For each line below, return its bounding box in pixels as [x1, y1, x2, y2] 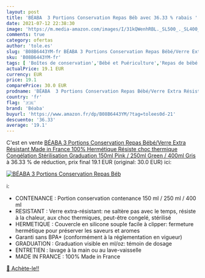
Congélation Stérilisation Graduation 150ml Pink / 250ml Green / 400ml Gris [6, 152, 196, 159]
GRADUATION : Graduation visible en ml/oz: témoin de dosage [15, 240, 173, 248]
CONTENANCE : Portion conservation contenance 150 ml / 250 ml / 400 [15, 194, 196, 202]
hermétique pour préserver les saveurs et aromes [15, 227, 140, 235]
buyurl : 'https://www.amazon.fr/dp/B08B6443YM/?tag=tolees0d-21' [6, 111, 176, 117]
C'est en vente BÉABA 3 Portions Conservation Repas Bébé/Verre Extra [6, 139, 186, 146]
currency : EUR [6, 71, 43, 77]
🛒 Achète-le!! [6, 265, 40, 272]
